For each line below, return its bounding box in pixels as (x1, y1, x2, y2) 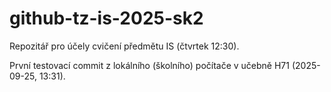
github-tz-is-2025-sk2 (9, 7, 204, 30)
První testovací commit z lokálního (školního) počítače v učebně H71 (9, 59, 290, 71)
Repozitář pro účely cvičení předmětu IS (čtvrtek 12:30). (9, 40, 240, 52)
